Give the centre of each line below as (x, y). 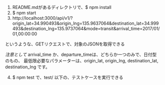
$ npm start (24, 13)
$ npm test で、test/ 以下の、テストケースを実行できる (68, 77)
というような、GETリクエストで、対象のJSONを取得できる (65, 44)
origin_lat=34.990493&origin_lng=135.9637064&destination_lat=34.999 (85, 23)
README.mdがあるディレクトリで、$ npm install (62, 7)
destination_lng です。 (28, 67)
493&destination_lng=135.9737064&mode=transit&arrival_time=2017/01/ (86, 28)
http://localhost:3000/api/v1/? (42, 18)
